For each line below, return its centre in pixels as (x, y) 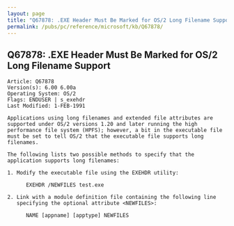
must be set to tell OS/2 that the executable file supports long (106, 136)
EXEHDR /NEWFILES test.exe (65, 185)
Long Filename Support (59, 66)
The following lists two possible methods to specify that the (101, 155)
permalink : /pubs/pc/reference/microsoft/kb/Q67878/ (85, 26)
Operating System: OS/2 (42, 94)
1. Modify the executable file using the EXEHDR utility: (93, 173)
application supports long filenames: (63, 161)
